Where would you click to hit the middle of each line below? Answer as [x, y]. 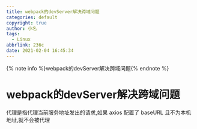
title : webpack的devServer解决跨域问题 [53, 12]
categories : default [32, 17]
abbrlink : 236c [25, 45]
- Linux [21, 39]
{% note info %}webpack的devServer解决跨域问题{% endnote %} [88, 68]
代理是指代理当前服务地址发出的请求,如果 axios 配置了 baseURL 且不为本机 [98, 112]
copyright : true [26, 23]
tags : [13, 34]
